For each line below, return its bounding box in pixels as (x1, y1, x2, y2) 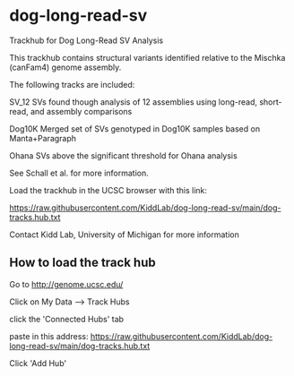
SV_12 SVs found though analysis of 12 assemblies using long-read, (9, 96, 258, 107)
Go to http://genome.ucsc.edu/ (9, 278, 124, 289)
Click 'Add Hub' (9, 357, 67, 368)
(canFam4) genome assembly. (9, 62, 122, 73)
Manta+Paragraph (9, 132, 77, 143)
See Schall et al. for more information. (9, 167, 150, 178)
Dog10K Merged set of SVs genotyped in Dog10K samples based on (9, 123, 261, 134)
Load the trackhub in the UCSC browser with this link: (9, 184, 208, 195)
